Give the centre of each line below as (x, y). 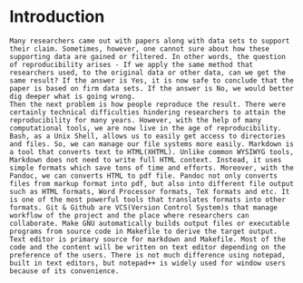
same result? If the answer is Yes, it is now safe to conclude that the (152, 80)
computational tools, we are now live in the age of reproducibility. (146, 128)
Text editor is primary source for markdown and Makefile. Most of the (147, 239)
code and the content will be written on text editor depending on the (147, 247)
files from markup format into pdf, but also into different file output (152, 183)
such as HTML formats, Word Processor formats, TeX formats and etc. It (150, 191)
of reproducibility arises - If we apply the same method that (132, 64)
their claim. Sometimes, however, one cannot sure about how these (140, 49)
